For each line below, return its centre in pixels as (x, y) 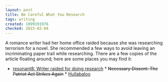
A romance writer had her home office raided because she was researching (84, 43)
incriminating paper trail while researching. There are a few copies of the (81, 54)
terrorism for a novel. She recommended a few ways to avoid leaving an (80, 48)
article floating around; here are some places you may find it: (69, 59)
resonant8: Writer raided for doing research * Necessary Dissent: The (85, 69)
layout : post (19, 10)
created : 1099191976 (27, 24)
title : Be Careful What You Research (45, 15)
